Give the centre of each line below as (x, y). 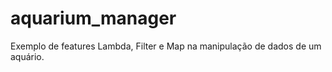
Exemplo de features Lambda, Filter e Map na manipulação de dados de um (166, 46)
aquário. (27, 56)
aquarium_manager (93, 18)
